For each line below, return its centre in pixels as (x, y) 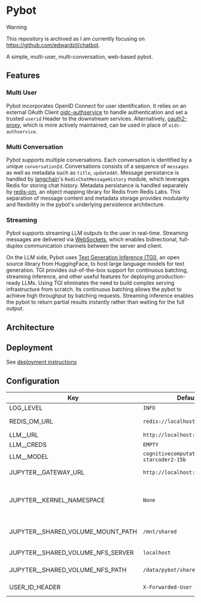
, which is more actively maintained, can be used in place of (94, 125)
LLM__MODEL (29, 457)
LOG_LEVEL (26, 408)
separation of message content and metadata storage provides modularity (98, 198)
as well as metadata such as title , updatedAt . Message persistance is (93, 172)
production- (171, 277)
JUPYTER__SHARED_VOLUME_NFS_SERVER (71, 553)
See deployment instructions (42, 362)
